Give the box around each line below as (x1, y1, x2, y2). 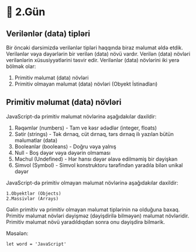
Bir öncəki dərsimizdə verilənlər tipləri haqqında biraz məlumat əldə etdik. (6, 44, 183, 51)
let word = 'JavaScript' (6, 241, 67, 247)
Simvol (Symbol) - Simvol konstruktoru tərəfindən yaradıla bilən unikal (14, 161, 183, 169)
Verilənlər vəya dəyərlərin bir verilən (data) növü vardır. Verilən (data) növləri (6, 50, 191, 57)
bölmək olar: (6, 63, 36, 70)
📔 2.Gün (6, 5, 46, 19)
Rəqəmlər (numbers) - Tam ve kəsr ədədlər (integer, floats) (14, 124, 157, 131)
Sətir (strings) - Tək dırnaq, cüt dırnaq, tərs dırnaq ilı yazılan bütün (14, 130, 174, 137)
